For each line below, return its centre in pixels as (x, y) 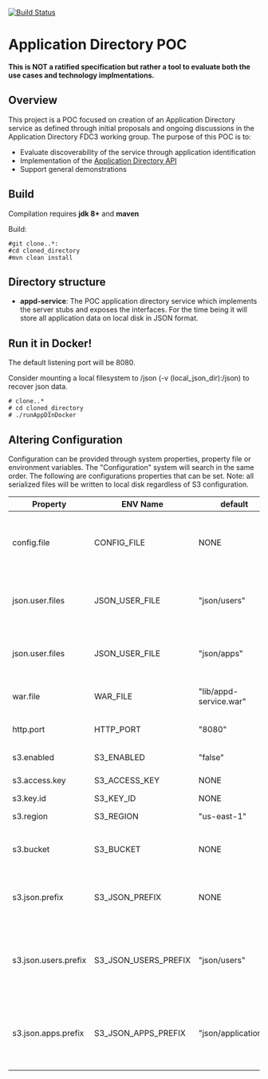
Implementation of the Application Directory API (98, 161)
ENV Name (142, 504)
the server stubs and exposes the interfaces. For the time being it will (134, 310)
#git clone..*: (33, 244)
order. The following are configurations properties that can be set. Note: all (131, 476)
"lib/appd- (218, 691)
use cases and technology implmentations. (81, 75)
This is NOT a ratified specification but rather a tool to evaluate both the (130, 66)
